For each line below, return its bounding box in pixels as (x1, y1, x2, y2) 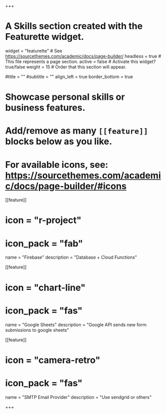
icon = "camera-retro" (5, 354, 101, 366)
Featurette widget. (5, 31, 85, 43)
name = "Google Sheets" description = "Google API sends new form (5, 321, 147, 328)
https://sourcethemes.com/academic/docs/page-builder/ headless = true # (5, 53, 161, 59)
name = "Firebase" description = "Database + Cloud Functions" (5, 254, 137, 260)
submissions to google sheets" (5, 327, 69, 333)
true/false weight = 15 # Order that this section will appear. (5, 64, 127, 70)
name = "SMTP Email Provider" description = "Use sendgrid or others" (5, 394, 152, 400)
